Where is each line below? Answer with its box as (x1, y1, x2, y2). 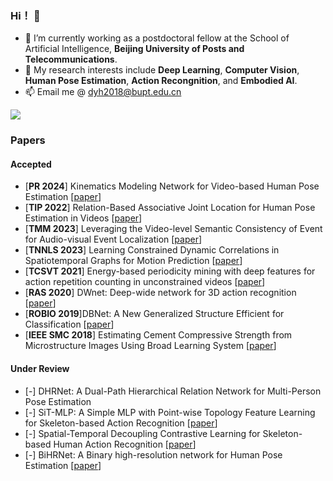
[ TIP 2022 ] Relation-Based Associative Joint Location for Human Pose (24, 202, 316, 214)
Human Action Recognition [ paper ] (53, 438, 197, 450)
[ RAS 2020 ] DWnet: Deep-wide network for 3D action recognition (24, 287, 297, 299)
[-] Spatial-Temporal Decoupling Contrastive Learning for (24, 427, 261, 439)
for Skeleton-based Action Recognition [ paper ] (24, 417, 218, 429)
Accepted (10, 158, 52, 170)
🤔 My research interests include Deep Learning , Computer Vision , (24, 64, 300, 76)
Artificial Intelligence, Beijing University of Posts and (24, 43, 245, 55)
